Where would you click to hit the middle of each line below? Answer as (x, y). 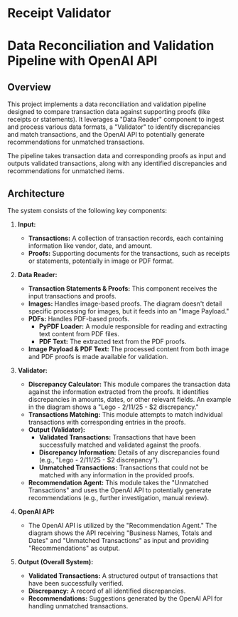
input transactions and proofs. (72, 296)
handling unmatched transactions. (78, 606)
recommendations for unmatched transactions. (76, 142)
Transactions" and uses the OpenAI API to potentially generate (120, 490)
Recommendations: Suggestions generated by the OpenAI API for (125, 598)
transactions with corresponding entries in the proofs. (107, 422)
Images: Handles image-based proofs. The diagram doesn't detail (125, 304)
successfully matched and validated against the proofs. (120, 445)
